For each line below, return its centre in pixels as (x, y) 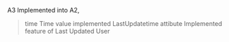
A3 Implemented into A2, (43, 10)
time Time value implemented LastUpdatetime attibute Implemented (123, 23)
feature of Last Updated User (67, 31)
